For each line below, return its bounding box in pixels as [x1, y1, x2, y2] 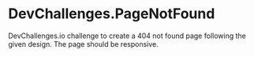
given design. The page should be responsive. [8, 39, 159, 48]
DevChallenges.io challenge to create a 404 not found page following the [8, 31, 246, 40]
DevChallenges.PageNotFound [8, 5, 215, 23]
